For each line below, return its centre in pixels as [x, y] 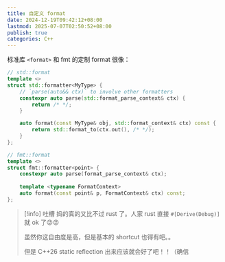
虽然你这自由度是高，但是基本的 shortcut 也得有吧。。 [99, 237]
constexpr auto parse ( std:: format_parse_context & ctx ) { [103, 98]
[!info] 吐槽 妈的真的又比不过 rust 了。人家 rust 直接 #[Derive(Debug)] [122, 213]
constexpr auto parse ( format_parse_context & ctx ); [93, 174]
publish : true [27, 33]
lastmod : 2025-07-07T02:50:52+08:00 [59, 26]
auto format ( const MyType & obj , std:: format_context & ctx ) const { [118, 123]
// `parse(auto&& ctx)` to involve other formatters [96, 91]
